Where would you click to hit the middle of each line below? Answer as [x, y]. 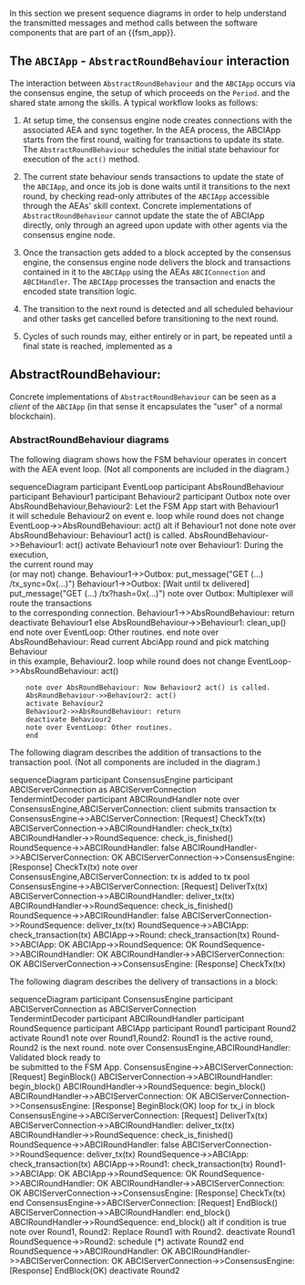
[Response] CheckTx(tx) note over [74, 866]
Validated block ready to [55, 1057]
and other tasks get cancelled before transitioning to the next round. [151, 318]
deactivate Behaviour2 [69, 720]
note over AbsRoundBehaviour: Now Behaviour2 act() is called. [148, 688]
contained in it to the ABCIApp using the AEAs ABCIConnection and [144, 272]
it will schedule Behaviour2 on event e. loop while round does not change [147, 515]
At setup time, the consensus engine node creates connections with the [158, 120]
